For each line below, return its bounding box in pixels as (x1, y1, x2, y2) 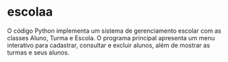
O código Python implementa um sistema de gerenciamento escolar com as (7, 27, 222, 35)
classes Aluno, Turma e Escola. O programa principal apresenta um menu (7, 33, 215, 42)
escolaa (7, 4, 54, 20)
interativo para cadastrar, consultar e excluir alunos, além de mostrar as (7, 41, 211, 49)
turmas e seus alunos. (7, 48, 70, 57)
